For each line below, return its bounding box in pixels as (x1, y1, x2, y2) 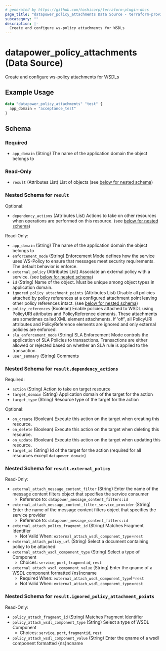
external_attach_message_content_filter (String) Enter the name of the (12, 486, 159, 492)
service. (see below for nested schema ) (12, 273, 94, 280)
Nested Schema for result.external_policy (5, 465, 111, 472)
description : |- (5, 21, 39, 26)
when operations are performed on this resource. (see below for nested (12, 217, 159, 223)
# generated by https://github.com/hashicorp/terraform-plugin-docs (5, 7, 149, 12)
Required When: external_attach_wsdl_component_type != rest (19, 575, 144, 581)
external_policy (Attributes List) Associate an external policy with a (12, 269, 151, 274)
